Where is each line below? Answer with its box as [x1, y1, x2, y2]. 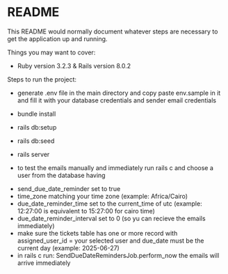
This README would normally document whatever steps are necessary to [7, 27, 218, 36]
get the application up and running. [7, 34, 108, 43]
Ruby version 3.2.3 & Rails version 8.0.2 [17, 61, 131, 70]
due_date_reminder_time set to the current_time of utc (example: [17, 199, 203, 208]
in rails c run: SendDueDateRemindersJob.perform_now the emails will [17, 251, 220, 259]
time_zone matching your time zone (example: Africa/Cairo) [17, 192, 188, 200]
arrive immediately [17, 259, 71, 267]
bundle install [17, 109, 56, 118]
